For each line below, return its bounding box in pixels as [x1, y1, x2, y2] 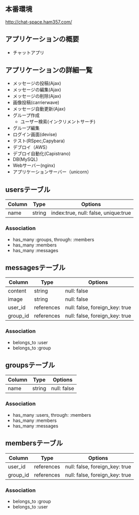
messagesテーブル [5, 263, 65, 272]
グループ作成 [12, 112, 40, 119]
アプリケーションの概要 [5, 35, 79, 43]
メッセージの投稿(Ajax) [12, 80, 61, 86]
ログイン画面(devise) [12, 131, 57, 138]
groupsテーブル [5, 361, 55, 370]
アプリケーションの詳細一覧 [5, 66, 93, 75]
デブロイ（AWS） [12, 144, 50, 150]
